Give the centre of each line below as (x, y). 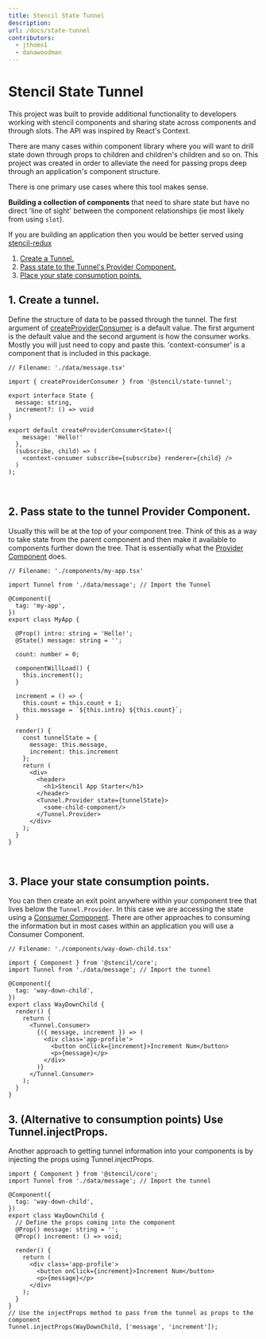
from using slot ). (37, 219)
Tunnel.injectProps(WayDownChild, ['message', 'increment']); (113, 1327)
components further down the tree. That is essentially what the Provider (126, 548)
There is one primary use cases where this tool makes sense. (108, 187)
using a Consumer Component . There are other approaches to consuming (129, 918)
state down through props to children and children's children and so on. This (133, 154)
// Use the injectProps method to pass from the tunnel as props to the (131, 1313)
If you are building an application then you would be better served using (126, 234)
